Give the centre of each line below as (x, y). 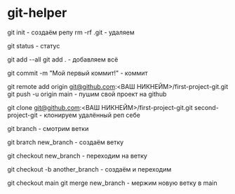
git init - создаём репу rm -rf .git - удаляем (71, 32)
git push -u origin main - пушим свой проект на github (87, 94)
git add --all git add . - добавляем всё (63, 59)
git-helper (37, 13)
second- (206, 107)
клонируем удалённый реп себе (92, 115)
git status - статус (34, 46)
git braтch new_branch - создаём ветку (66, 142)
